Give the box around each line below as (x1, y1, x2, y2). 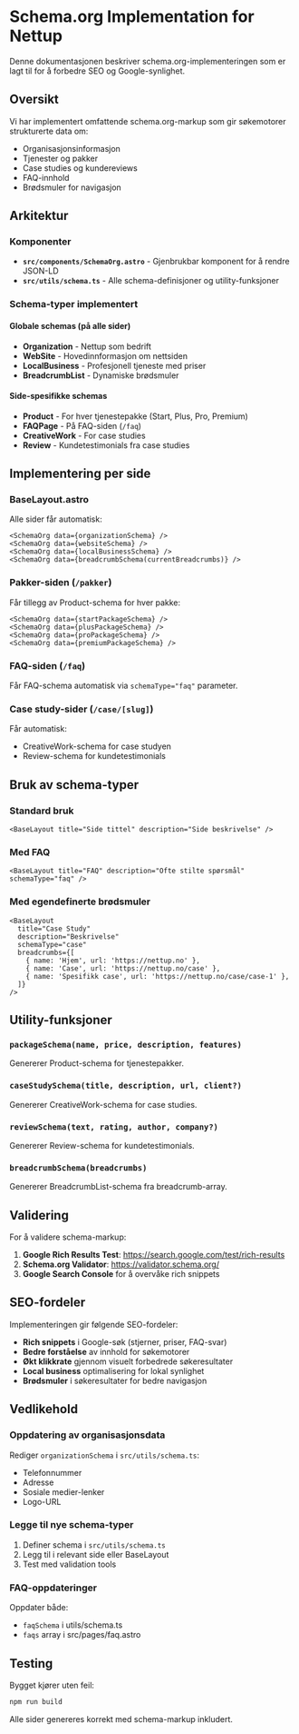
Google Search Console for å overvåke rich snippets (22, 1269, 220, 1280)
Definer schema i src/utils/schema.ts (22, 1539, 166, 1550)
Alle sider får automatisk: (9, 513, 102, 524)
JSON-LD (22, 265, 59, 276)
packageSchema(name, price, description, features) (9, 1039, 243, 1050)
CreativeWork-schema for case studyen (22, 741, 172, 752)
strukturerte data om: (9, 125, 89, 136)
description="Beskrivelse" (17, 932, 120, 942)
